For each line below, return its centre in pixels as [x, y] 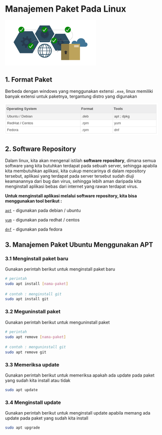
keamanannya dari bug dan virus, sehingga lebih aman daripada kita [73, 181]
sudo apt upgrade [23, 428]
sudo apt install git [27, 299]
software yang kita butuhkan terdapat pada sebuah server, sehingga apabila [81, 166]
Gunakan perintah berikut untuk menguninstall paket [57, 322]
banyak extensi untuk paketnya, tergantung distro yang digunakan [71, 96]
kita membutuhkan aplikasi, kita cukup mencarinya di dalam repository [75, 171]
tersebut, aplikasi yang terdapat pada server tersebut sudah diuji [70, 176]
